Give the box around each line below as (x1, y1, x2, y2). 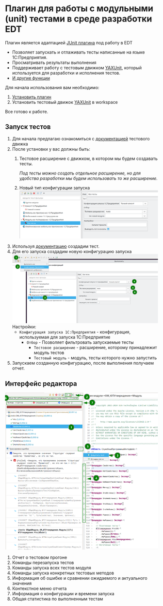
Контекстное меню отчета (12, 586, 67, 591)
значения (12, 581, 32, 586)
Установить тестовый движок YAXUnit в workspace (12, 99, 118, 105)
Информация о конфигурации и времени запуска (12, 591, 114, 597)
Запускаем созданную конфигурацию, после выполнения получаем (12, 360, 154, 366)
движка (12, 141, 28, 147)
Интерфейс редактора (5, 379, 77, 388)
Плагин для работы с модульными (5, 3, 154, 14)
